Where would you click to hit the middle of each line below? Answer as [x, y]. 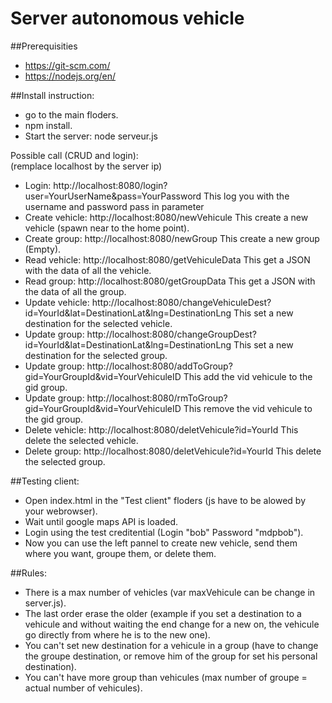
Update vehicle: [57, 302]
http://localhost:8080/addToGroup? [159, 366]
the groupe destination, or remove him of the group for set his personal [171, 656]
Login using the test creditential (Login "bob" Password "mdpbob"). [164, 532]
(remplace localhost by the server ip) [86, 166]
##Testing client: [45, 481]
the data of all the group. [75, 291]
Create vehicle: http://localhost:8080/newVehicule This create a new [166, 217]
